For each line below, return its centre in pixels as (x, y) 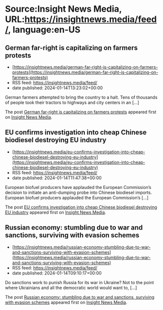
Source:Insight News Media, (63, 9)
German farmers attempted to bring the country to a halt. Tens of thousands (81, 97)
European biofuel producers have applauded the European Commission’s (78, 187)
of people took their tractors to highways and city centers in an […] (72, 103)
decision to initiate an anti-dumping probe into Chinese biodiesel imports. (79, 192)
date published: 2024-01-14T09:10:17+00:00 (57, 273)
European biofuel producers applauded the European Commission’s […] (77, 197)
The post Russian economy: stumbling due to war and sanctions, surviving (80, 297)
